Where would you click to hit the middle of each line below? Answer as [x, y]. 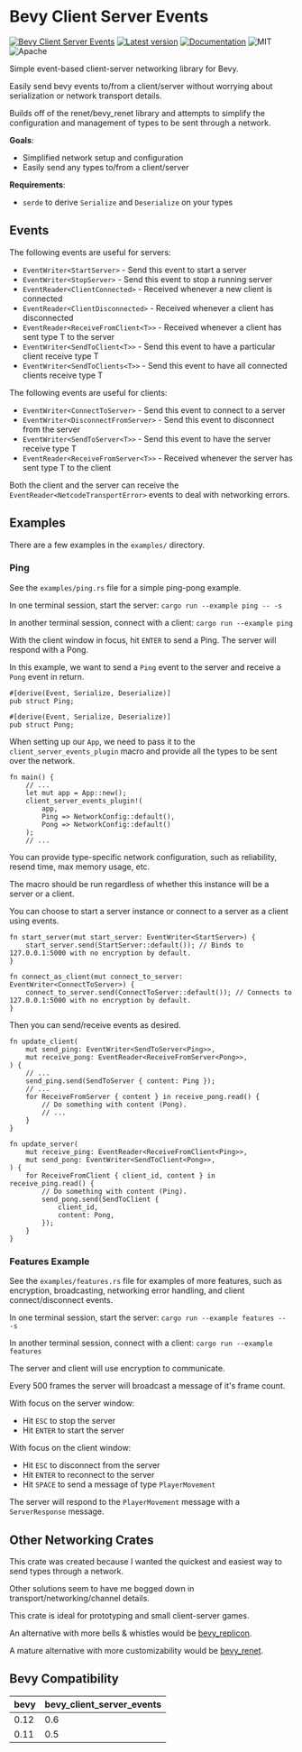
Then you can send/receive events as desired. [96, 1024]
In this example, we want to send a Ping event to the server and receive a [145, 667]
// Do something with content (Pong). [114, 1105]
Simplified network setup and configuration [103, 157]
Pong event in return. [47, 676]
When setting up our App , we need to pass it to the [102, 741]
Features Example [50, 1261]
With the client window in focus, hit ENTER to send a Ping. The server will [143, 640]
